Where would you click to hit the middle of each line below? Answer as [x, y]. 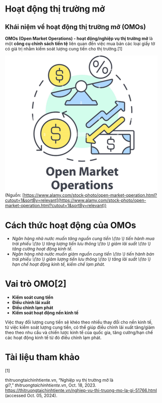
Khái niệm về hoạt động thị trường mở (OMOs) [75, 27]
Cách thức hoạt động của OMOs [71, 225]
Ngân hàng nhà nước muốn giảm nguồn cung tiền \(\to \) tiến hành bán [83, 254]
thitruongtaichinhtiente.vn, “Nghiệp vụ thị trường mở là [59, 380]
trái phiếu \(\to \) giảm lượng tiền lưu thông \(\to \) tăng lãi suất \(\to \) [81, 259]
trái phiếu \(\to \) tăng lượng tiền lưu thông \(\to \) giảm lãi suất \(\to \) [81, 244]
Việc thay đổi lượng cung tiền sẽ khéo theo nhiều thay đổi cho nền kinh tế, [79, 322]
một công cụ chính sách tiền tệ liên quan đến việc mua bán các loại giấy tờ [80, 44]
